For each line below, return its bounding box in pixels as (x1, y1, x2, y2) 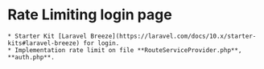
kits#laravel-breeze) (7, 39, 80, 47)
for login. (83, 39, 120, 47)
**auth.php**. (7, 53, 56, 61)
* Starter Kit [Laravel (7, 32, 88, 40)
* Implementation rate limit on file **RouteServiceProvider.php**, (7, 46, 242, 54)
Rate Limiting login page (7, 6, 172, 24)
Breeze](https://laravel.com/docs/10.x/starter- (90, 32, 257, 40)
